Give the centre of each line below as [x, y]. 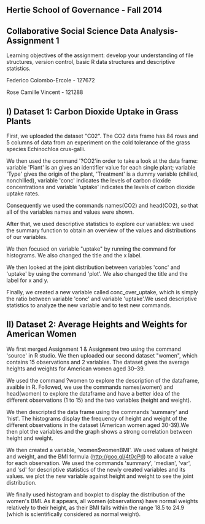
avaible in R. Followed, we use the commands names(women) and [90, 387]
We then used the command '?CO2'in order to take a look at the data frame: [102, 161]
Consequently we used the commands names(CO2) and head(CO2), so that [102, 206]
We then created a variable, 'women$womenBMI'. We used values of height [102, 450]
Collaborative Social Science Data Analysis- [92, 31]
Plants [19, 121]
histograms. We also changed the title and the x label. [74, 256]
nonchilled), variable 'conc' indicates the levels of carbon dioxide [89, 181]
